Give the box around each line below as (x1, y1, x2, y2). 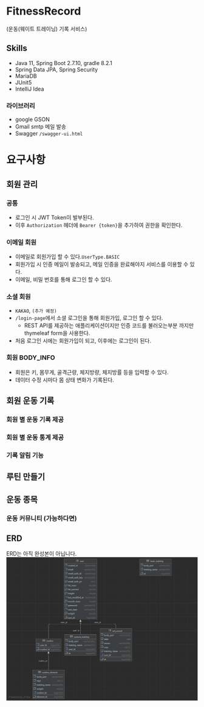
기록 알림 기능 (6, 451, 44, 459)
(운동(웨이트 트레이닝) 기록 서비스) (6, 25, 87, 32)
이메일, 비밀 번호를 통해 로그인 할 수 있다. (15, 276, 112, 284)
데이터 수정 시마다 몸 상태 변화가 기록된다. (15, 376, 114, 383)
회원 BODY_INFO (6, 353, 56, 362)
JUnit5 (15, 78, 32, 86)
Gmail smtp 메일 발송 (15, 123, 67, 130)
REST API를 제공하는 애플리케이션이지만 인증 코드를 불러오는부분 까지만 (24, 321, 194, 329)
